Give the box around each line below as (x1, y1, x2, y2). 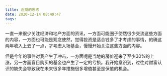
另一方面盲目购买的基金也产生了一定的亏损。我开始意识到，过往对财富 (13, 60, 158, 66)
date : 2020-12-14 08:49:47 (5, 12, 61, 17)
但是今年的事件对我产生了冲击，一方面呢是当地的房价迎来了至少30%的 (5, 53, 150, 59)
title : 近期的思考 (5, 7, 40, 12)
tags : (5, 16, 16, 21)
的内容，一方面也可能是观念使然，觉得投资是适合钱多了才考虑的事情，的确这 (5, 37, 162, 42)
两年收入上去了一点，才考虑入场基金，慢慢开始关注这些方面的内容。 (5, 43, 145, 49)
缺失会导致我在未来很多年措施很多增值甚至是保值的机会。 (13, 66, 132, 72)
